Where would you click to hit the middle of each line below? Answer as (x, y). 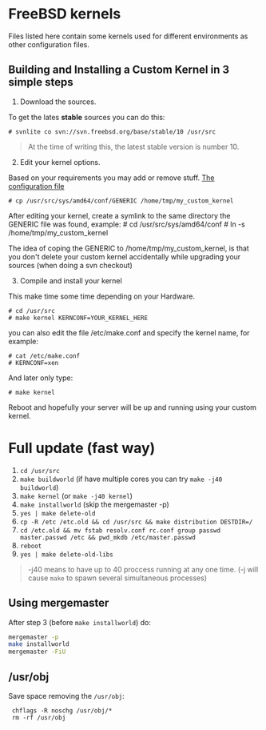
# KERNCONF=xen (34, 363)
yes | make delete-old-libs (66, 554)
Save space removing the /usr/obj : (67, 696)
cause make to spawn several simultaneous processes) (117, 578)
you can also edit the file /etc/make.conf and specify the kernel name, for (129, 332)
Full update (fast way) (82, 448)
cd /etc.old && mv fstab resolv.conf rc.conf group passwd (120, 530)
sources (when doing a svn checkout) (71, 265)
